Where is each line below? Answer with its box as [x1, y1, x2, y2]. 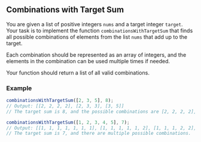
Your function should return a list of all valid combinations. [6, 69, 150, 76]
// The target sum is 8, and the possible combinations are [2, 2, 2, [6, 109, 186, 115]
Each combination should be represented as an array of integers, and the [6, 51, 187, 58]
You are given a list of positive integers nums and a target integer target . [6, 20, 184, 27]
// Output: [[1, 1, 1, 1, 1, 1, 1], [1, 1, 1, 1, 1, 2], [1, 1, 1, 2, [6, 125, 186, 131]
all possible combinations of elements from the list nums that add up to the [6, 33, 187, 41]
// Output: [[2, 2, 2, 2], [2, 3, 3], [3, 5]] [6, 103, 124, 109]
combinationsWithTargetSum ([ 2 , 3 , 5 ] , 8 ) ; [6, 98, 114, 104]
